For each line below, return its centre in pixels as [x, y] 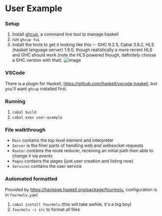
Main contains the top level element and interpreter [63, 140]
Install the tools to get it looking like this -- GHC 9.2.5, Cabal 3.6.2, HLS [83, 45]
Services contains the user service [47, 166]
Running [15, 101]
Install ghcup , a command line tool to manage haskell [65, 34]
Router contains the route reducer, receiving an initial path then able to [83, 151]
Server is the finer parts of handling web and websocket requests [78, 146]
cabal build [24, 113]
